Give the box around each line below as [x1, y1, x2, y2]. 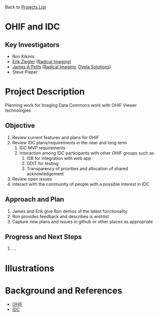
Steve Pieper [12, 69, 38, 75]
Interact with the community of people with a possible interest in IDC [12, 181, 150, 187]
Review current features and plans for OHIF [12, 134, 99, 140]
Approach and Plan [5, 195, 64, 204]
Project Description [5, 86, 85, 97]
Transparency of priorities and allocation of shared [26, 165, 128, 171]
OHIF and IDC [5, 21, 60, 32]
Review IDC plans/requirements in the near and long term [12, 139, 127, 145]
